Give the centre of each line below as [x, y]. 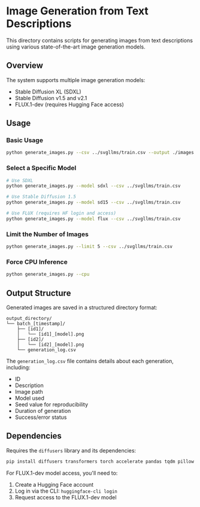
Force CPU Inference [37, 262]
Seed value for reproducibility [51, 405]
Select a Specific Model [41, 168]
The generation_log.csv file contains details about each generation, [90, 361]
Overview [25, 66]
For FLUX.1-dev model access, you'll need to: [62, 473]
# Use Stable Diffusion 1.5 [41, 197]
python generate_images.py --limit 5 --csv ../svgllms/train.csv [89, 247]
